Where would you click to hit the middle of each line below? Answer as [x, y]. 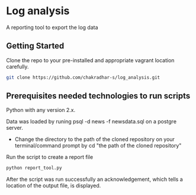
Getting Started [35, 46]
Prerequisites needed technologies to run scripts [98, 96]
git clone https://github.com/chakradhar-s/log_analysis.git [83, 77]
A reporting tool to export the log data [52, 27]
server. [15, 128]
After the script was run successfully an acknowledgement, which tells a [95, 180]
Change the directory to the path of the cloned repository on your [94, 139]
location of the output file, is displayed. [54, 186]
